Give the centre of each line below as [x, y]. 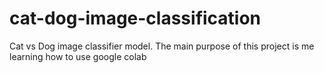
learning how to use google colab [78, 56]
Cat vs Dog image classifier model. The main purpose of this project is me [162, 46]
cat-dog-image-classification [135, 18]
